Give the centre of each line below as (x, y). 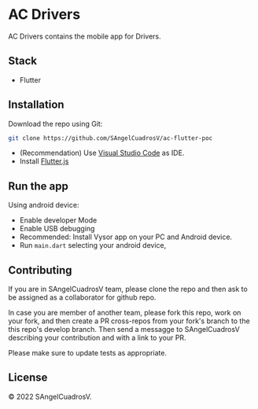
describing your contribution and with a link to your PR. (97, 338)
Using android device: (44, 205)
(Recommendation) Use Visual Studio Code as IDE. (102, 153)
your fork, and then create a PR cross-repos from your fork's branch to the (129, 321)
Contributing (40, 270)
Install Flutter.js (44, 161)
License (28, 378)
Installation (36, 105)
